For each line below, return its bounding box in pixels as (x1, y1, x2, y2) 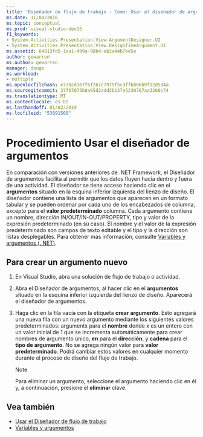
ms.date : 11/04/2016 (6, 15, 59, 21)
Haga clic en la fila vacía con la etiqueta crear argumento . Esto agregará (14, 309, 196, 317)
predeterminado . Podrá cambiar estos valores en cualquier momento (14, 348, 188, 355)
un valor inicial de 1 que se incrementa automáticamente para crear (14, 329, 182, 336)
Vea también (6, 401, 55, 412)
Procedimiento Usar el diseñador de (6, 136, 190, 150)
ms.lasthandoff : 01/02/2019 (6, 104, 77, 111)
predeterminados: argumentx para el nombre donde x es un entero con (14, 322, 193, 329)
